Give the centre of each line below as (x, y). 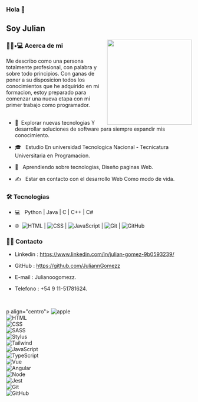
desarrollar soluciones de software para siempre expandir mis (90, 129)
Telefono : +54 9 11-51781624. (51, 288)
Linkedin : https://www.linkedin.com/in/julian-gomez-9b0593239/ (95, 254)
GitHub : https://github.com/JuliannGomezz (67, 266)
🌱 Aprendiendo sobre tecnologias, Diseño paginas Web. (84, 167)
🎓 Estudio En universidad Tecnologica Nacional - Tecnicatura (92, 147)
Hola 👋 (16, 9)
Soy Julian (26, 29)
